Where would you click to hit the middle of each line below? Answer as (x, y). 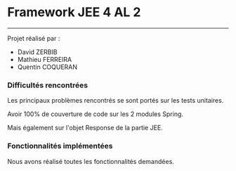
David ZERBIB (37, 52)
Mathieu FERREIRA (45, 59)
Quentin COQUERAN (47, 67)
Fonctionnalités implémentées (60, 146)
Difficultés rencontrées (48, 85)
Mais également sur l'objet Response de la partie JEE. (85, 128)
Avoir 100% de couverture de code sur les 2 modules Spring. (96, 114)
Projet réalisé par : (34, 38)
